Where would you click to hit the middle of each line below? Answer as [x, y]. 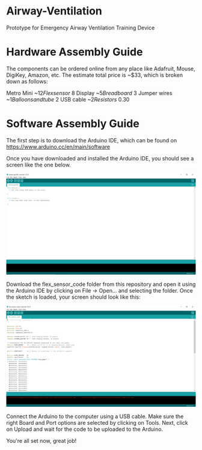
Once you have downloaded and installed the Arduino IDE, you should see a [100, 158]
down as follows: [27, 81]
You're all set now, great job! [41, 441]
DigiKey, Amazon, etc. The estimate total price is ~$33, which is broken [95, 75]
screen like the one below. [38, 165]
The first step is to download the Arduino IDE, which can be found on [92, 140]
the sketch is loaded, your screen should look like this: [73, 297]
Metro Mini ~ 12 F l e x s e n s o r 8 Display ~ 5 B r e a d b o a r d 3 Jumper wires [89, 93]
